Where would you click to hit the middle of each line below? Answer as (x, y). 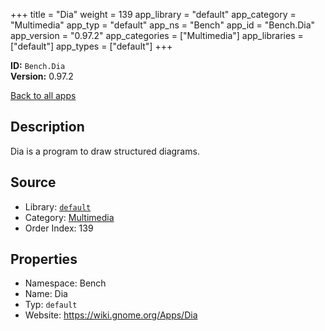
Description (47, 127)
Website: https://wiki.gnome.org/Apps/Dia (111, 315)
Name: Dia (46, 294)
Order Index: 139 (59, 228)
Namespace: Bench (65, 283)
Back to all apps (43, 95)
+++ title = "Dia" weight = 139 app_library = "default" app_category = (153, 14)
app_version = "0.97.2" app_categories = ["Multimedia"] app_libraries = (157, 35)
